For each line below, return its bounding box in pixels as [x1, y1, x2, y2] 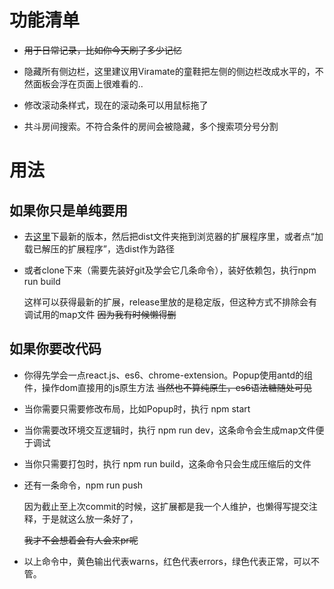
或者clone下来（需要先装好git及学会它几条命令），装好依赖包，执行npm [23, 264, 317, 276]
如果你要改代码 [9, 341, 102, 358]
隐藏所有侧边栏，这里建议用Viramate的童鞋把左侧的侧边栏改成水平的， [23, 65, 316, 77]
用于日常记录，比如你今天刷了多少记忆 [23, 44, 182, 56]
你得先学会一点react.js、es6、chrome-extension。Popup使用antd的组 [23, 369, 314, 381]
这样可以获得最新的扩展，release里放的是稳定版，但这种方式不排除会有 [23, 296, 318, 308]
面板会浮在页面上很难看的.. [32, 77, 144, 90]
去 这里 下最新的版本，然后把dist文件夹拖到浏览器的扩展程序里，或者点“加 [23, 230, 324, 242]
